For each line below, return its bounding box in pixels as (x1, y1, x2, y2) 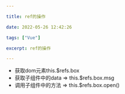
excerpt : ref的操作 (6, 45, 51, 51)
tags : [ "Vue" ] (6, 34, 41, 41)
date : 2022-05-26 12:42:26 (6, 24, 72, 30)
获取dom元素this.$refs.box (14, 67, 80, 74)
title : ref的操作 (6, 13, 46, 19)
